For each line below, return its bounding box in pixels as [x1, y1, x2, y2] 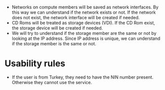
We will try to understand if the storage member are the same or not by [11, 30, 157, 36]
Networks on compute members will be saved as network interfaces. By [11, 4, 159, 10]
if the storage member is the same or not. [11, 41, 97, 46]
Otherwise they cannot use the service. [11, 79, 92, 85]
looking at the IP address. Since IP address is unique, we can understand [11, 35, 161, 41]
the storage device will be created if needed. [11, 25, 103, 31]
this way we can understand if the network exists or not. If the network [11, 9, 156, 15]
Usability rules [4, 58, 65, 69]
